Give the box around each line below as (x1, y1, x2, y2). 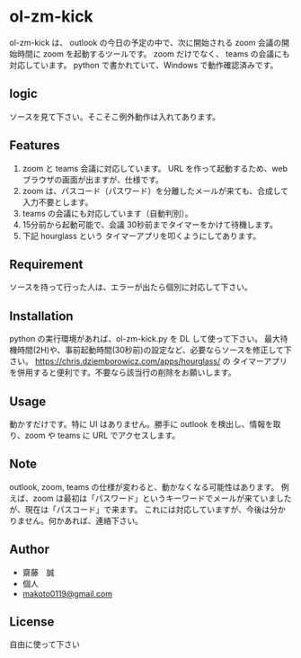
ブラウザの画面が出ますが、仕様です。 (22, 173, 164, 185)
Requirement (9, 256, 84, 271)
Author (9, 542, 49, 557)
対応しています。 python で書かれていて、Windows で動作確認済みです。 (9, 59, 279, 70)
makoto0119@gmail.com (22, 588, 113, 599)
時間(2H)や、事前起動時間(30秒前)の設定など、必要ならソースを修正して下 (16, 344, 292, 356)
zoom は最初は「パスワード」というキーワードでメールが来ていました (32, 493, 292, 503)
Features (9, 138, 60, 154)
